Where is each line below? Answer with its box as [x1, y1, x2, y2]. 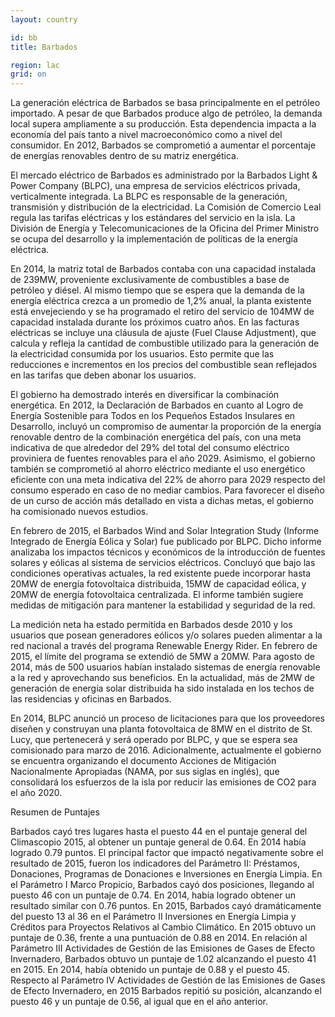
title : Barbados [10, 42, 78, 52]
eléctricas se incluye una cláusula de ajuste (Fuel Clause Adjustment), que [10, 327, 317, 339]
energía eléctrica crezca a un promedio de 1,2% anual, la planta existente [10, 295, 312, 307]
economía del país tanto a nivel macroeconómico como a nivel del [10, 129, 283, 141]
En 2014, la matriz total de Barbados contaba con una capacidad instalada [10, 263, 317, 275]
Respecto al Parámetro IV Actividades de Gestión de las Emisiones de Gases [10, 974, 326, 986]
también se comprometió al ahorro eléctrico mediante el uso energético [10, 463, 306, 475]
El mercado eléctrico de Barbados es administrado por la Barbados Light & [10, 169, 318, 181]
